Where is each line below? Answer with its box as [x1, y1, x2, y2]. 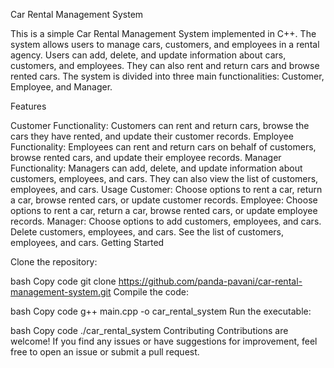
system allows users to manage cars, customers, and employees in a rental [10, 39, 320, 50]
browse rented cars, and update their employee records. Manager [10, 152, 282, 163]
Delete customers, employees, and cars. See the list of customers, [10, 226, 285, 238]
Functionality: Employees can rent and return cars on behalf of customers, [10, 141, 317, 153]
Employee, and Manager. [10, 81, 113, 93]
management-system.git [10, 286, 112, 298]
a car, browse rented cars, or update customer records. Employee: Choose [10, 194, 318, 206]
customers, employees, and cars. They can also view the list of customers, [10, 173, 319, 184]
